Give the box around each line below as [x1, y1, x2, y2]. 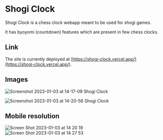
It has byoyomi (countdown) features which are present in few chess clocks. [5, 29, 159, 35]
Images [5, 76, 28, 84]
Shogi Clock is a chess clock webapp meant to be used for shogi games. [5, 20, 151, 25]
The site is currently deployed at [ [5, 56, 73, 62]
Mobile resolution [5, 112, 60, 120]
